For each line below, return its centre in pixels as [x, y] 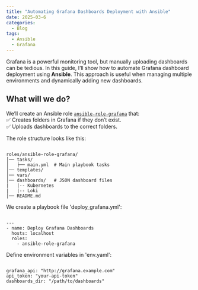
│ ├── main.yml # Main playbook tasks [58, 165]
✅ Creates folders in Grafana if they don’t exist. [64, 120]
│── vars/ [18, 175]
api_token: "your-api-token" [42, 276]
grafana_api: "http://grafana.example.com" [61, 270]
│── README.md [24, 196]
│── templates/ [25, 170]
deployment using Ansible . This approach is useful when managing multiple [99, 74]
